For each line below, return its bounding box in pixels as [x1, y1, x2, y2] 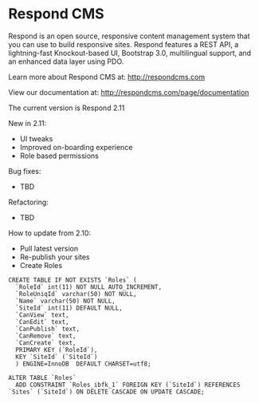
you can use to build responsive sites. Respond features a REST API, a [8, 39, 239, 49]
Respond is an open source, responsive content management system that [8, 31, 250, 41]
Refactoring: [8, 197, 49, 207]
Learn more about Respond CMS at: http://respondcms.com [8, 72, 206, 81]
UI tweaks [19, 133, 53, 144]
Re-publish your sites [19, 252, 90, 262]
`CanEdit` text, [15, 318, 69, 326]
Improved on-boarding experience [19, 142, 133, 152]
